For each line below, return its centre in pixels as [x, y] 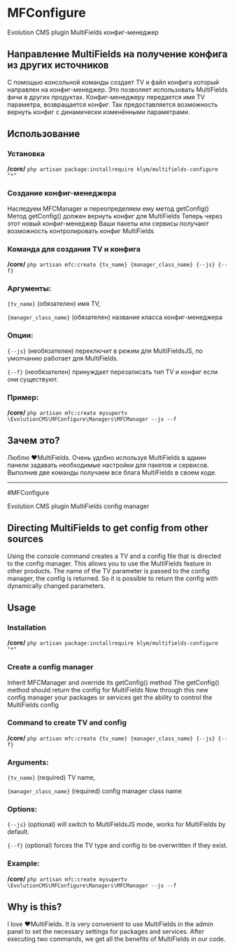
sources [26, 539]
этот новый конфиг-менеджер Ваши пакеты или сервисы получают [108, 223]
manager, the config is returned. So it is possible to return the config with [113, 578]
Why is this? [35, 907]
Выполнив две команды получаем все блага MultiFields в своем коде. [112, 472]
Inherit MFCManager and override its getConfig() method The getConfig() [113, 682]
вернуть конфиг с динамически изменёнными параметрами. [99, 112]
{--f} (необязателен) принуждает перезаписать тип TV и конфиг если [113, 372]
